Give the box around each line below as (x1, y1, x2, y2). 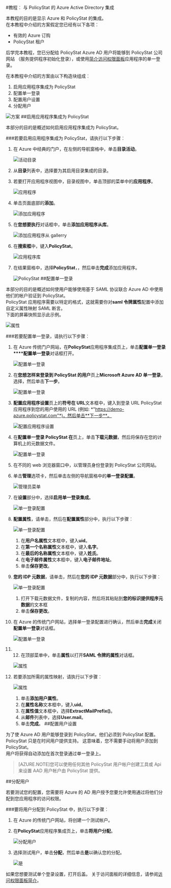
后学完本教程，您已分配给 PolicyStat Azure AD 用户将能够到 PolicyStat (6, 50, 153, 55)
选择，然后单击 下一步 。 (13, 378, 62, 384)
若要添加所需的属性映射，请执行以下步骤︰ (13, 674, 102, 679)
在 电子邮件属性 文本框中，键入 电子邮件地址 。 (20, 556, 115, 563)
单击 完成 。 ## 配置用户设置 (20, 720, 77, 727)
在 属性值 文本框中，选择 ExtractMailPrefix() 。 (20, 708, 116, 714)
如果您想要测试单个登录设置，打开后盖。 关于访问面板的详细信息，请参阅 (6, 871, 158, 877)
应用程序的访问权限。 (19, 796, 64, 801)
